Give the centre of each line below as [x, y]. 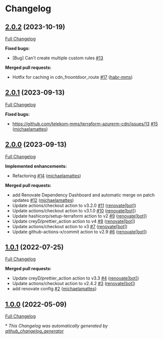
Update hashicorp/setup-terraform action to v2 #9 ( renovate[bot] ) [80, 216]
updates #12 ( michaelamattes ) [43, 200]
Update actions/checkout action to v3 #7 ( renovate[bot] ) [70, 226]
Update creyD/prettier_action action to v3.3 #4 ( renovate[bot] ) [76, 278]
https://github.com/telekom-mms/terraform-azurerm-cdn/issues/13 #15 [85, 124]
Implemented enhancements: [36, 166]
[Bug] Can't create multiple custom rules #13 [58, 58]
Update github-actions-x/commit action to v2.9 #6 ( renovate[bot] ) [80, 232]
